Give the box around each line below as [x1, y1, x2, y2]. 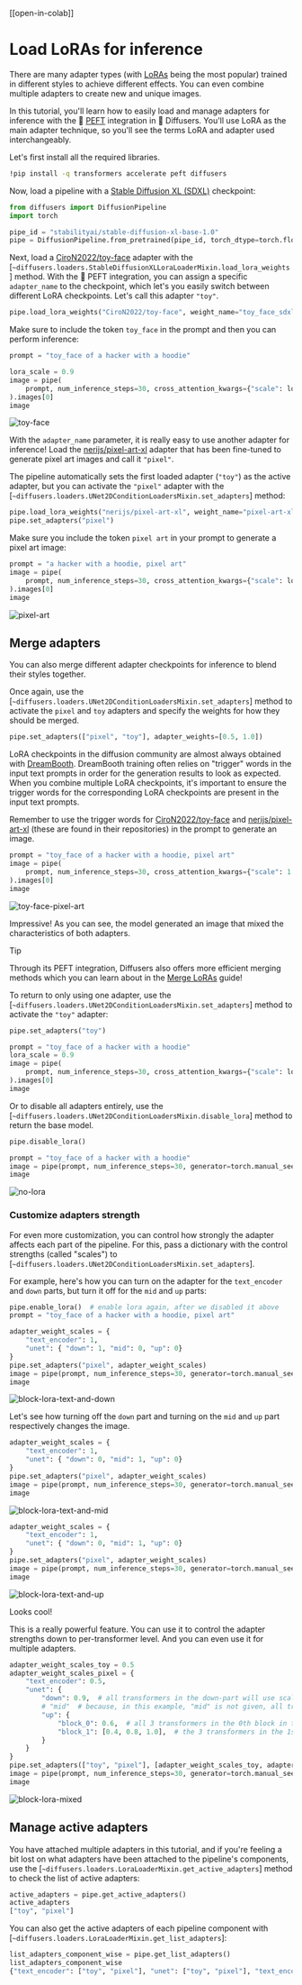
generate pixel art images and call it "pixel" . [9, 454, 174, 465]
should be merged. [9, 715, 79, 726]
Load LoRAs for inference [9, 40, 204, 59]
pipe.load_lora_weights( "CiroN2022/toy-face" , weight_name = [9, 308, 240, 317]
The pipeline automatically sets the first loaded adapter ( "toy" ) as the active [9, 471, 291, 482]
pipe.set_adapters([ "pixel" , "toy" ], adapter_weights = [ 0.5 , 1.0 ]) [9, 733, 263, 742]
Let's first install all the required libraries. [9, 151, 160, 162]
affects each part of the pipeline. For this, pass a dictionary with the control [9, 1239, 288, 1250]
